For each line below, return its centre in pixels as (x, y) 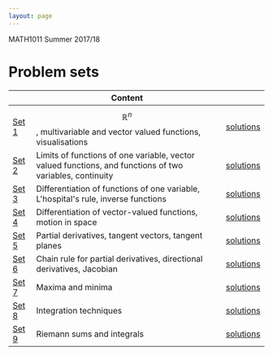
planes (49, 245)
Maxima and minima (74, 287)
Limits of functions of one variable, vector (115, 155)
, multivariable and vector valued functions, (119, 132)
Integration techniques (79, 310)
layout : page (30, 16)
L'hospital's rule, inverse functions (101, 198)
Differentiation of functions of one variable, (118, 188)
